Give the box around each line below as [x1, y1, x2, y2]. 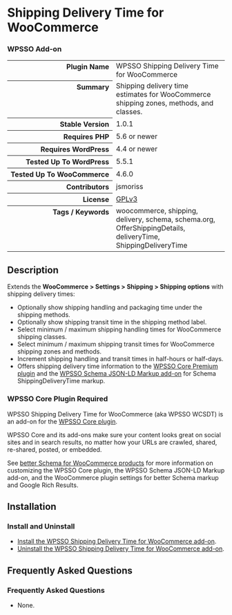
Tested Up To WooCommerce [10, 169, 110, 179]
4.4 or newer [116, 144, 157, 154]
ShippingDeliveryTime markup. [17, 377, 106, 385]
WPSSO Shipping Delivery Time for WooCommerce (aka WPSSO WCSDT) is [7, 410, 224, 418]
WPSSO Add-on [7, 44, 62, 54]
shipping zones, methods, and [116, 98, 214, 108]
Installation [7, 500, 57, 513]
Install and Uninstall [7, 521, 75, 531]
